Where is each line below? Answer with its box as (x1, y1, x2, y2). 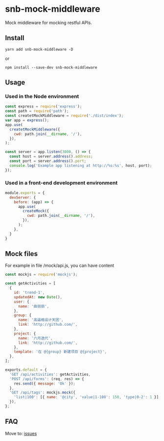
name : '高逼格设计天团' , (18, 317, 64, 322)
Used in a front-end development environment (5, 179, 118, 186)
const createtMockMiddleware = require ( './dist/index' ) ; (5, 113, 124, 118)
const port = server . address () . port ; (9, 158, 87, 164)
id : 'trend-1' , (14, 290, 45, 295)
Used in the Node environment (5, 93, 79, 100)
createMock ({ (23, 208, 49, 214)
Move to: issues (5, 430, 37, 436)
